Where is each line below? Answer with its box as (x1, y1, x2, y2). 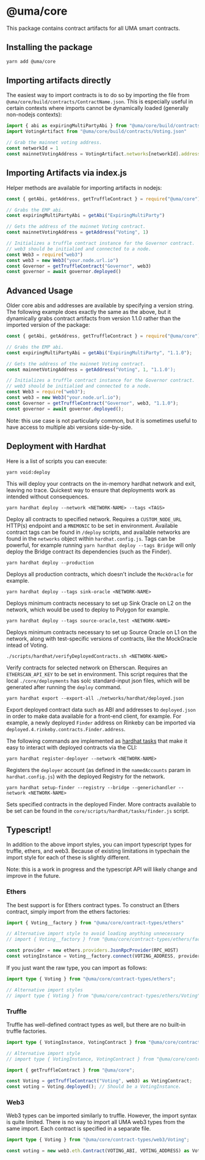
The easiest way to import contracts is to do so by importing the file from (6, 92, 190, 99)
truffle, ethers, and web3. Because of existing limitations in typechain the (6, 847, 190, 855)
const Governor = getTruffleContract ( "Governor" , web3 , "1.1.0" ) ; (6, 400, 179, 406)
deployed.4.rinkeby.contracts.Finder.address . (6, 725, 126, 732)
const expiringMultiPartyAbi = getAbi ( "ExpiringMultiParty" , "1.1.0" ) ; (6, 349, 192, 356)
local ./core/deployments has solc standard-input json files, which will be (6, 677, 190, 684)
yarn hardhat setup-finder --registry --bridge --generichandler (6, 784, 176, 790)
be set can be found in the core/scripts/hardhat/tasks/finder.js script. (6, 807, 190, 814)
